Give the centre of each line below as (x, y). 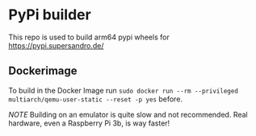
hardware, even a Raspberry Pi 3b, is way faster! (89, 123)
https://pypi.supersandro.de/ (56, 45)
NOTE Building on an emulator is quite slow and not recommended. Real (128, 114)
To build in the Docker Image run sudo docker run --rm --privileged (123, 90)
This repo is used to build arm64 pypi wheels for (89, 37)
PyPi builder (50, 15)
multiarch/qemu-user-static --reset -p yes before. (96, 99)
